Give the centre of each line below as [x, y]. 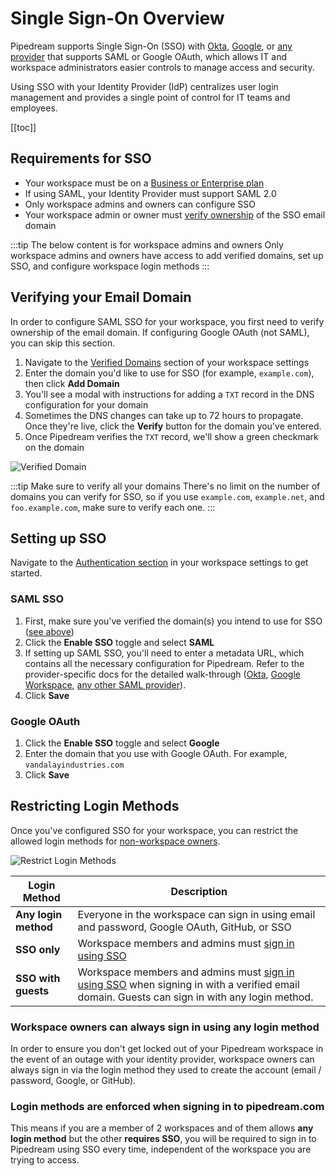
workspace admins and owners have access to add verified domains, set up [167, 255]
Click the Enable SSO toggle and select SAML [119, 642]
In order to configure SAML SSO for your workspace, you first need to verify [167, 321]
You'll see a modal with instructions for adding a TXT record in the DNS [169, 394]
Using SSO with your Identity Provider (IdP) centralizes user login [144, 86]
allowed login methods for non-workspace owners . [115, 841]
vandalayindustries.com [74, 765]
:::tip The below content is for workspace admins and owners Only [147, 244]
